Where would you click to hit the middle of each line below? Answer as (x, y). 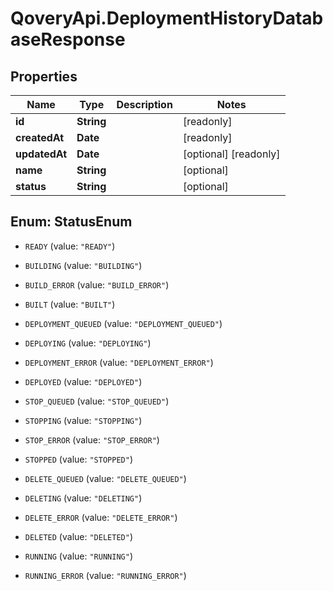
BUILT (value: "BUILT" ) (70, 304)
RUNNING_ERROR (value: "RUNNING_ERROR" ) (105, 575)
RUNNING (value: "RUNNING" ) (78, 556)
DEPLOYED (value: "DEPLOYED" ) (83, 381)
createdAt (40, 137)
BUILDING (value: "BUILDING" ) (83, 265)
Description (144, 104)
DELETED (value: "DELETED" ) (78, 536)
